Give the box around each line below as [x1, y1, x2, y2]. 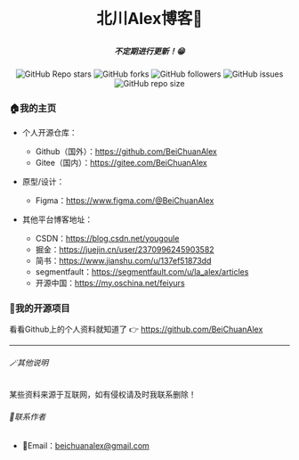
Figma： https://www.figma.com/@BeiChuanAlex [35, 194, 214, 206]
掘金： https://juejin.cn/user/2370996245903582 [35, 243, 215, 255]
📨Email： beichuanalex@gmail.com [21, 440, 149, 451]
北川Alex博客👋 [96, 9, 203, 29]
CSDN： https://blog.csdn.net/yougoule [35, 233, 180, 243]
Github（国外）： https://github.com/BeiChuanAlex [35, 145, 218, 157]
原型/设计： [21, 176, 65, 186]
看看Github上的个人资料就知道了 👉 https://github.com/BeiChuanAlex [9, 324, 263, 334]
